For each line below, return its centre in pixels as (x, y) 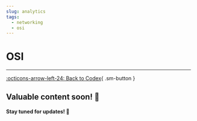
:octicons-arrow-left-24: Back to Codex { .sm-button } (71, 78)
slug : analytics (26, 11)
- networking (27, 22)
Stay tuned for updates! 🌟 (38, 112)
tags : (13, 17)
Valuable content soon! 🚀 (53, 97)
